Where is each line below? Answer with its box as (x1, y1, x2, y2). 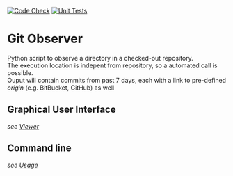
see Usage (7, 161, 38, 169)
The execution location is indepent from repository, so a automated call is (7, 61, 218, 70)
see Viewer (7, 122, 40, 130)
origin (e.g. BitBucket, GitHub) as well (7, 83, 115, 92)
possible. (7, 68, 33, 77)
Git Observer (7, 31, 83, 47)
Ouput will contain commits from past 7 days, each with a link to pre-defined (7, 76, 227, 84)
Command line (7, 143, 72, 154)
